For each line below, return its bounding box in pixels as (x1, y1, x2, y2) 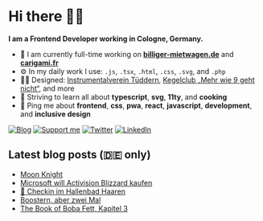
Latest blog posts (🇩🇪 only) (8, 148, 151, 162)
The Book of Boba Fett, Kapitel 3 (19, 203, 129, 213)
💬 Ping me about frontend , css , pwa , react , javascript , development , (19, 100, 253, 110)
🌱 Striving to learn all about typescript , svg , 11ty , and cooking (19, 92, 228, 101)
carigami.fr (19, 58, 59, 68)
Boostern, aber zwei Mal (19, 194, 101, 204)
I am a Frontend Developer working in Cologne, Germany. (8, 34, 203, 43)
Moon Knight (19, 169, 63, 179)
